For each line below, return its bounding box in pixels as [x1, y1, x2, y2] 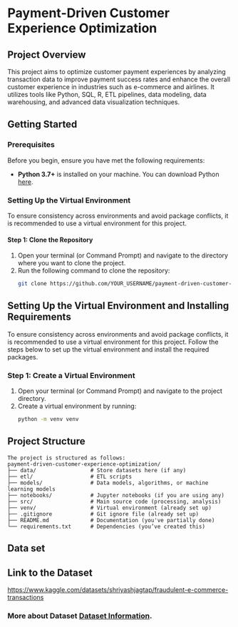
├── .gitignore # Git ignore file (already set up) [7, 510, 200, 518]
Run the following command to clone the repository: [17, 266, 170, 275]
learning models [7, 485, 56, 493]
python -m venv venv [17, 416, 79, 423]
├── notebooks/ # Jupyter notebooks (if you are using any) [7, 491, 224, 499]
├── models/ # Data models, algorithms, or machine [7, 479, 209, 486]
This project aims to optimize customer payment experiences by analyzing [7, 68, 226, 76]
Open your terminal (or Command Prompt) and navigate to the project [17, 387, 222, 395]
